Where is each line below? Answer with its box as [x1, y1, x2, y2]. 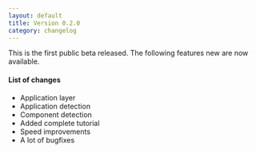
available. [8, 57, 40, 66]
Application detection [19, 101, 90, 111]
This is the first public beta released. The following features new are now [8, 49, 249, 58]
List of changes [8, 75, 62, 84]
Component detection [19, 109, 92, 120]
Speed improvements [19, 127, 90, 136]
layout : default [8, 11, 62, 20]
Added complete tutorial [19, 118, 100, 127]
